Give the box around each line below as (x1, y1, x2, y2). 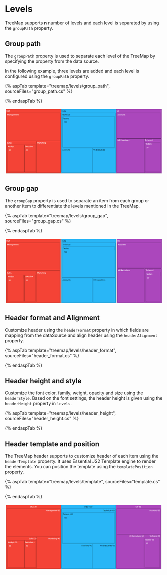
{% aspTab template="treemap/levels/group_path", (5, 83, 110, 89)
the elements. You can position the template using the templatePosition (5, 464, 153, 470)
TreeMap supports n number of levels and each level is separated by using (5, 20, 159, 26)
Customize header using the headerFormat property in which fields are (5, 327, 149, 333)
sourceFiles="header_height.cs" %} (5, 416, 79, 422)
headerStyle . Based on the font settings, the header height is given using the (5, 395, 163, 401)
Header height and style (5, 377, 82, 385)
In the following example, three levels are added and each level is (5, 68, 140, 74)
